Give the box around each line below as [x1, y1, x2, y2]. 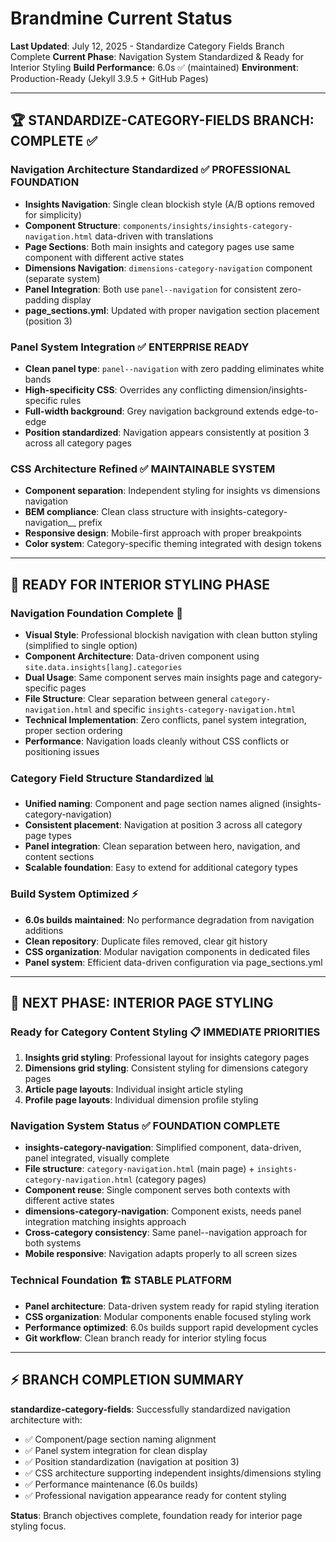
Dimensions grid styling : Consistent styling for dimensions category [24, 1062, 308, 1074]
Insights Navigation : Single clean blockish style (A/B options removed [24, 198, 315, 210]
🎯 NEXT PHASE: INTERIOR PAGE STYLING [10, 994, 274, 1011]
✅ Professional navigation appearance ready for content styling [24, 1489, 287, 1501]
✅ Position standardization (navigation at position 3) [24, 1455, 240, 1467]
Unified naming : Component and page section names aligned [24, 798, 280, 810]
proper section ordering [24, 724, 123, 736]
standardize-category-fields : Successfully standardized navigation [10, 1403, 291, 1415]
